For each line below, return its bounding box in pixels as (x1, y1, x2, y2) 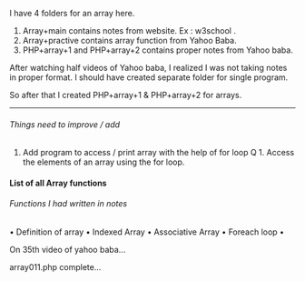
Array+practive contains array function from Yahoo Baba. (22, 35, 238, 45)
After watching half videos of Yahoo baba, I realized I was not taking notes (9, 63, 288, 73)
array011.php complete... (9, 262, 102, 272)
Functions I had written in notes (9, 198, 128, 209)
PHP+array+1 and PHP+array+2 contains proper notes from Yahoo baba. (22, 45, 293, 55)
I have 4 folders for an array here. (9, 8, 135, 18)
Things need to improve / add (9, 118, 121, 130)
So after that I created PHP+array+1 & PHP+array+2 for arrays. (9, 90, 242, 100)
